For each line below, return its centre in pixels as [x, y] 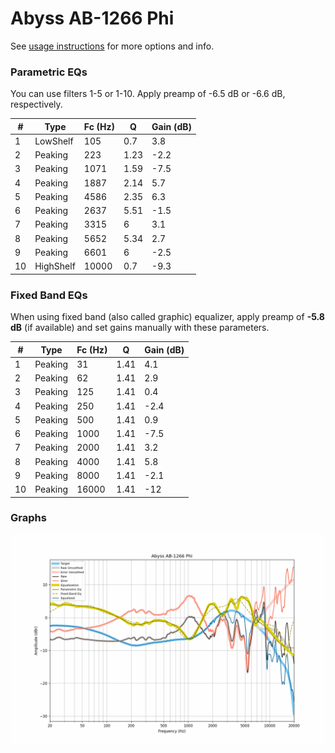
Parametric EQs [49, 72]
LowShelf [54, 141]
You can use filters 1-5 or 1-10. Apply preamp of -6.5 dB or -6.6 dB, [148, 94]
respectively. [36, 104]
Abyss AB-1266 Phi [92, 18]
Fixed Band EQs [49, 295]
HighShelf [55, 266]
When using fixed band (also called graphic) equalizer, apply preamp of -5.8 [167, 317]
